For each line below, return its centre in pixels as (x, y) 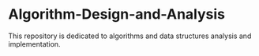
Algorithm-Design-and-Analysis (117, 14)
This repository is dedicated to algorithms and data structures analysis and (130, 36)
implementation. (34, 44)
